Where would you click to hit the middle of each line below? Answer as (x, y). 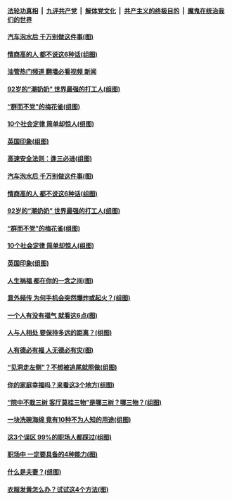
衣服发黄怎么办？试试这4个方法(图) (58, 489)
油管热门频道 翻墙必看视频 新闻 (52, 72)
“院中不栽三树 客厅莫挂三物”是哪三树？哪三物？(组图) (84, 402)
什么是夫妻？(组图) (34, 472)
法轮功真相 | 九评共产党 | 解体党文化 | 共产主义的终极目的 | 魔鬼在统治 (113, 11)
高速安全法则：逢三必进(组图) (50, 159)
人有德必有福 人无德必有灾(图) (50, 350)
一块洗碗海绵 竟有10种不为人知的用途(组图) (69, 420)
